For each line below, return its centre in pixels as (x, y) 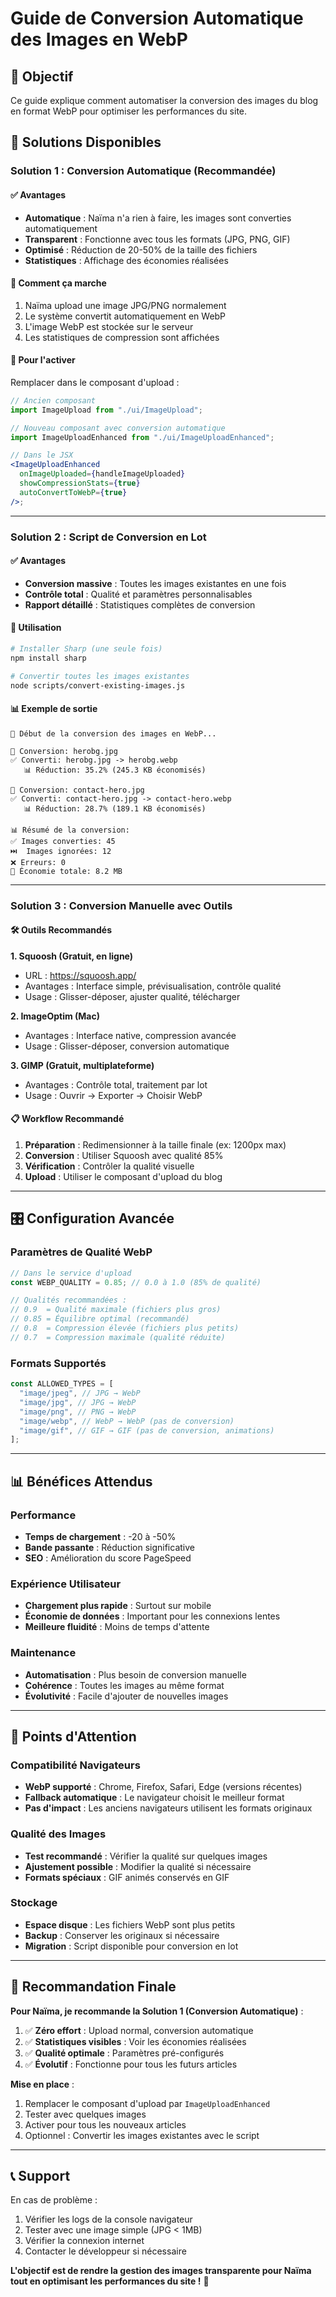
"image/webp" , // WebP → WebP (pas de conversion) (127, 1421)
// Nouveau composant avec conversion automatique (118, 428)
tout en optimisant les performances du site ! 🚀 (110, 2281)
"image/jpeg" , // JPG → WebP (80, 1393)
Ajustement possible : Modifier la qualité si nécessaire (138, 1866)
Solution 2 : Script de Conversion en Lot (108, 537)
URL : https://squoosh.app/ (80, 975)
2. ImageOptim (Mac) (55, 1016)
